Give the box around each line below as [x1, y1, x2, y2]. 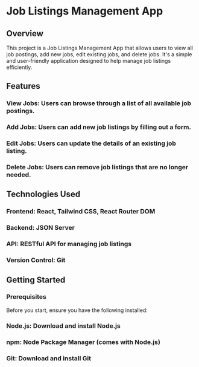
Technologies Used [6, 189, 80, 200]
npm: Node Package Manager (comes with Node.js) [6, 337, 161, 346]
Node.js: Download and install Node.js [6, 322, 121, 330]
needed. [6, 171, 31, 179]
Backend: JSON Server [6, 224, 75, 232]
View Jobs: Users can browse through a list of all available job [6, 99, 192, 108]
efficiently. [6, 63, 33, 71]
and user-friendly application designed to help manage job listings [6, 57, 171, 64]
